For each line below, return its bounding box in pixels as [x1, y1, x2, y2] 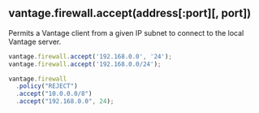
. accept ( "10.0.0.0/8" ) [15, 89, 93, 98]
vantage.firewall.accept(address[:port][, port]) [8, 7, 252, 20]
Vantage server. [8, 37, 62, 46]
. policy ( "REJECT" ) [15, 82, 79, 90]
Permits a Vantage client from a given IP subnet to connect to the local [8, 28, 244, 37]
